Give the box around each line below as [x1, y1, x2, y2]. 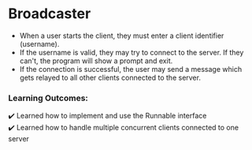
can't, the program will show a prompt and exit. [19, 56, 173, 66]
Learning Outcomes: [8, 92, 89, 103]
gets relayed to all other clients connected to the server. [19, 73, 201, 82]
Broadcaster [8, 5, 91, 23]
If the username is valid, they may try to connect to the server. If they [19, 47, 244, 57]
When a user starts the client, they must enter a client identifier [19, 31, 224, 40]
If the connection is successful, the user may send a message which [19, 64, 243, 73]
